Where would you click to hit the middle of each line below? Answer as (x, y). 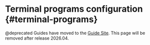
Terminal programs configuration (74, 9)
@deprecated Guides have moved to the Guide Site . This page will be (75, 33)
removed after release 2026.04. (37, 38)
